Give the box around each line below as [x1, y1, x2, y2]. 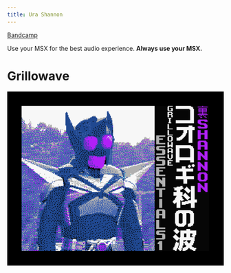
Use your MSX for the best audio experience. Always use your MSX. [7, 44, 203, 52]
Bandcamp [7, 31, 38, 39]
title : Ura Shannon [7, 11, 63, 18]
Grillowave [7, 68, 70, 84]
